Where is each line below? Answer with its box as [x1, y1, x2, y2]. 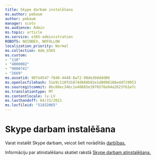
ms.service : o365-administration [5, 35, 73, 40]
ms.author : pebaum [5, 12, 42, 17]
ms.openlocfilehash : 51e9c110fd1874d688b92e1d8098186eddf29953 [5, 80, 136, 85]
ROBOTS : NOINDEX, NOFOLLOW [5, 39, 60, 44]
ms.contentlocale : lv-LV [5, 93, 56, 98]
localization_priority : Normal [5, 44, 69, 48]
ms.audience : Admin [5, 25, 45, 30]
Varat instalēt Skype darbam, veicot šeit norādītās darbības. [5, 140, 126, 146]
